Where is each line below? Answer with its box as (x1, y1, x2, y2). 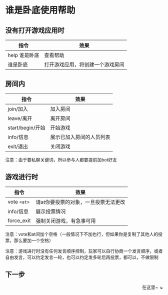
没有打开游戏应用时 (5, 26, 64, 34)
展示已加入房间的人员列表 (50, 133, 111, 140)
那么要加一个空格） (13, 237, 53, 243)
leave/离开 (7, 114, 32, 121)
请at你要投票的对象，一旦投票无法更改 (35, 198, 125, 205)
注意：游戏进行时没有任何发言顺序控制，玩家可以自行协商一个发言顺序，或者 (5, 248, 163, 254)
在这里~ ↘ (141, 284, 163, 290)
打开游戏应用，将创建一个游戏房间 (44, 61, 124, 68)
